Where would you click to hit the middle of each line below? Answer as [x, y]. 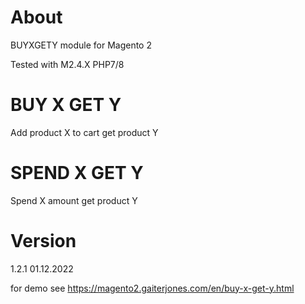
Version [43, 241]
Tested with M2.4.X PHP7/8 [67, 64]
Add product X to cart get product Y [84, 132]
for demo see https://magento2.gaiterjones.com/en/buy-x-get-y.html [152, 288]
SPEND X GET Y [77, 173]
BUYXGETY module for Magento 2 [81, 45]
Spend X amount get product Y [74, 200]
